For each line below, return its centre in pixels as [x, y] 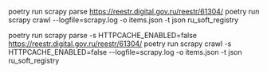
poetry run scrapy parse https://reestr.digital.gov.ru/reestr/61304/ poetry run [134, 12]
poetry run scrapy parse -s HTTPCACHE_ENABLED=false [103, 35]
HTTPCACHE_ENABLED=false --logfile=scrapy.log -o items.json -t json [125, 52]
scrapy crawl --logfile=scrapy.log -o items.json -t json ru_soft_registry [124, 20]
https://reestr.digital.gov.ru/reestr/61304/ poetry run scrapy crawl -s [120, 44]
